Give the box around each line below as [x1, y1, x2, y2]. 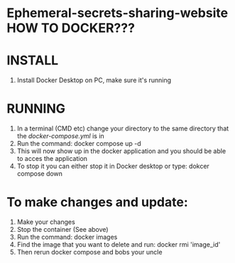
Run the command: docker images [16, 233, 118, 241]
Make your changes [16, 218, 75, 226]
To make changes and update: [6, 194, 189, 211]
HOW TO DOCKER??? [6, 20, 136, 36]
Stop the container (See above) [16, 225, 109, 233]
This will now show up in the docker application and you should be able [16, 147, 226, 155]
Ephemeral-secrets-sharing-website [6, 5, 229, 21]
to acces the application [16, 155, 88, 163]
